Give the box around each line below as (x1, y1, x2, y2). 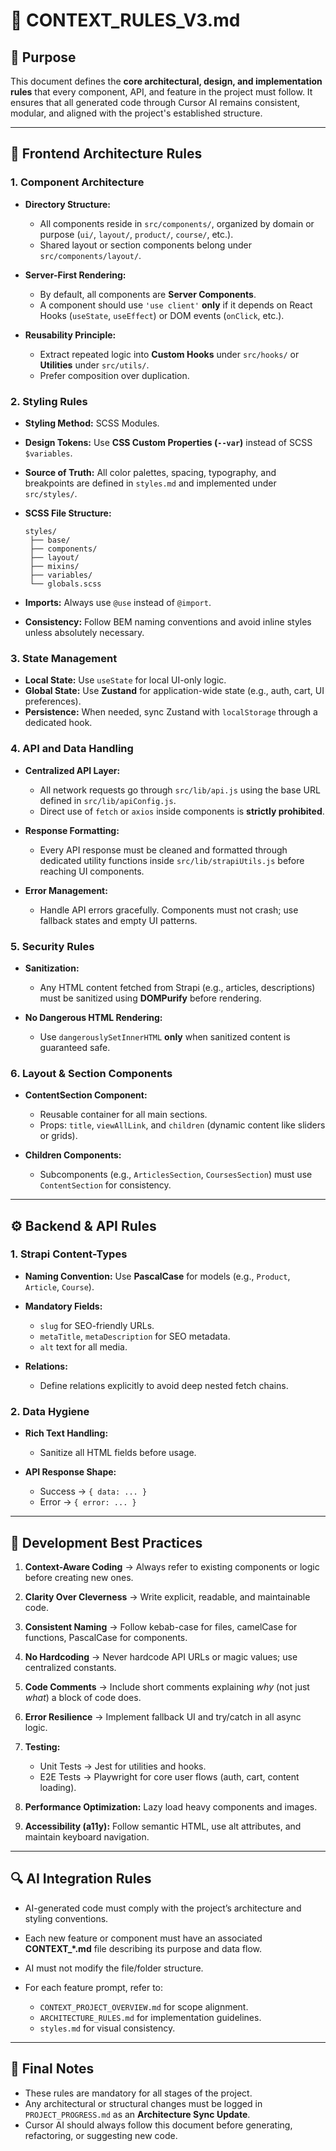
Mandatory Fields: (24, 1300, 103, 1312)
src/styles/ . (24, 487, 78, 499)
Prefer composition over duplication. (39, 369, 190, 381)
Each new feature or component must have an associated (24, 1932, 263, 1944)
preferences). (24, 695, 82, 708)
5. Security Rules (10, 939, 95, 953)
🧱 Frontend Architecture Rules (10, 145, 203, 163)
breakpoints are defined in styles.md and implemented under (24, 477, 277, 489)
